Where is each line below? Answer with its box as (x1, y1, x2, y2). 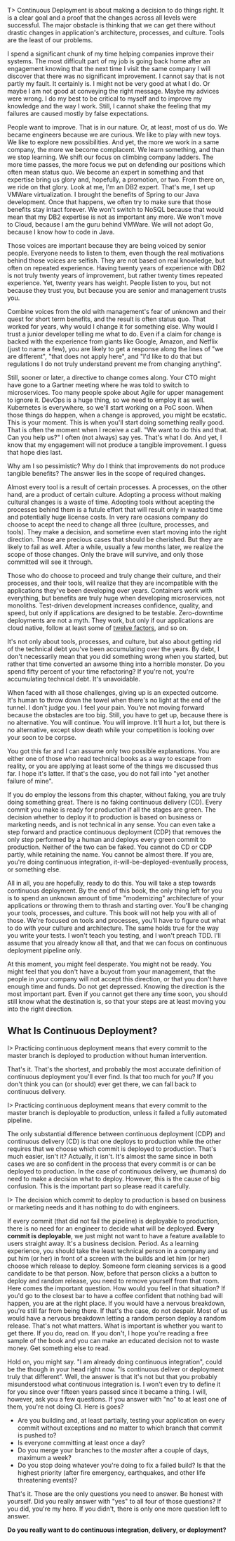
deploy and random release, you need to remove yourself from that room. (7, 1276, 220, 1285)
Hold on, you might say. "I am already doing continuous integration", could (7, 1357, 222, 1366)
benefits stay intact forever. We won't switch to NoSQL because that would (7, 206, 224, 213)
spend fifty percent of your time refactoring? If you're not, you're (7, 667, 194, 675)
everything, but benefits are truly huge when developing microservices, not (7, 594, 225, 602)
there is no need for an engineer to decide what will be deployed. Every (7, 1224, 215, 1233)
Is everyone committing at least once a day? (17, 1438, 145, 1447)
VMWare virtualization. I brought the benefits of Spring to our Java (7, 190, 200, 199)
